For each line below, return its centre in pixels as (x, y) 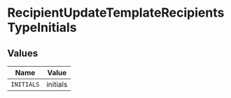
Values (23, 53)
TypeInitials (42, 27)
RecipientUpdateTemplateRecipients (116, 13)
